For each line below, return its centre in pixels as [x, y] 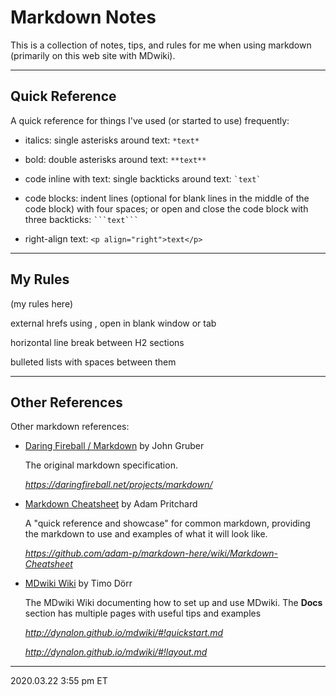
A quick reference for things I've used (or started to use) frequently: [150, 120]
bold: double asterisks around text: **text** [115, 159]
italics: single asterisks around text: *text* [112, 140]
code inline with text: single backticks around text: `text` [143, 178]
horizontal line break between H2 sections [97, 342]
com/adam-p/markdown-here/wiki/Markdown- [181, 553]
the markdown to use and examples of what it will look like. [146, 534]
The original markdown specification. [101, 465]
